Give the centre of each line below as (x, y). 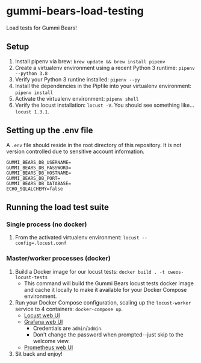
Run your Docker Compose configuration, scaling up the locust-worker (103, 302)
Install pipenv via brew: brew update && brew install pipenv (90, 61)
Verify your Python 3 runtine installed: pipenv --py (77, 79)
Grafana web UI (43, 321)
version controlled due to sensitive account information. (75, 151)
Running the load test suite (58, 207)
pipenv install (34, 93)
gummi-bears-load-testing (75, 11)
